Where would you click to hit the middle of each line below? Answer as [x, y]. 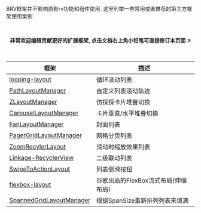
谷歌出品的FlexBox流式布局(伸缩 [141, 180]
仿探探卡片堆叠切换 [123, 102]
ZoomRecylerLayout [37, 146]
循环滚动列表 [114, 80]
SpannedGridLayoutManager [50, 200]
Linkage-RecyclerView [41, 158]
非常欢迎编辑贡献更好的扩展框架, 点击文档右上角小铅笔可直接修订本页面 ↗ [100, 40]
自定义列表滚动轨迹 [123, 91]
